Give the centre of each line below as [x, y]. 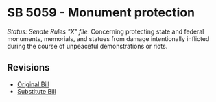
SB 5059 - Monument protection [101, 13]
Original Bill [33, 84]
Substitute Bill [36, 91]
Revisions [28, 67]
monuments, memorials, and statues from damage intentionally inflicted [108, 38]
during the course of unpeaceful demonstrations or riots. [87, 46]
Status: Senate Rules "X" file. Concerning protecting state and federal [106, 31]
